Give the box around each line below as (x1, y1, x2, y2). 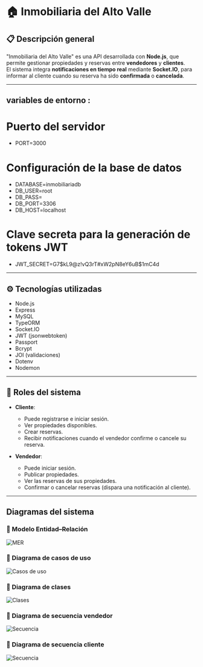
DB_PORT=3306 (14, 200, 56, 208)
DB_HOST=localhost (14, 206, 66, 214)
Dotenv (14, 358, 33, 365)
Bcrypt (14, 345, 32, 352)
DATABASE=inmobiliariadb (14, 181, 82, 188)
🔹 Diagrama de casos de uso (6, 554, 91, 562)
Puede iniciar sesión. (24, 464, 77, 471)
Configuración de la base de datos (6, 161, 182, 174)
